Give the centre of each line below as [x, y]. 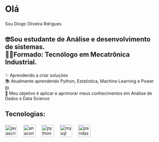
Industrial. [21, 62]
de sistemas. [25, 47]
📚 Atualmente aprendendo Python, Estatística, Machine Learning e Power [79, 81]
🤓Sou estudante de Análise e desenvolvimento [78, 39]
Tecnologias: [25, 114]
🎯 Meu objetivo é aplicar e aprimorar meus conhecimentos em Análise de [79, 93]
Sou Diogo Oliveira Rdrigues [33, 24]
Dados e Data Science [27, 99]
